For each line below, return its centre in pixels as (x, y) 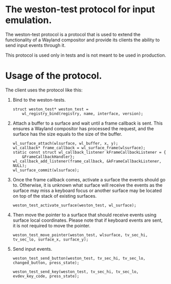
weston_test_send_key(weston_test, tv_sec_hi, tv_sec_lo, (76, 272)
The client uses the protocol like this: (44, 90)
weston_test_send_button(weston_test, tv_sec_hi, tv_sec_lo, (79, 258)
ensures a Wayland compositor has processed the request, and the (83, 128)
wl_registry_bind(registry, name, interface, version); (83, 113)
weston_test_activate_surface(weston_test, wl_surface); (75, 205)
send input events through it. (35, 45)
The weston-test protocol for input (80, 9)
